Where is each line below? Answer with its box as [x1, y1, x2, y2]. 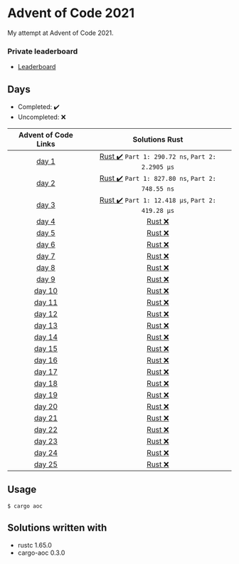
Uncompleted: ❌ [17, 113, 66, 122]
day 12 [34, 309, 58, 319]
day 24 [34, 448, 58, 458]
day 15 [34, 344, 58, 354]
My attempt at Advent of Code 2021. [7, 28, 114, 37]
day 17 [34, 367, 58, 377]
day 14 [34, 333, 58, 343]
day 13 [34, 320, 58, 330]
